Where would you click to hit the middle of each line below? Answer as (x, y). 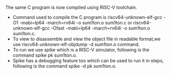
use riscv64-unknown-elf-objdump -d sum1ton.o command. (76, 44)
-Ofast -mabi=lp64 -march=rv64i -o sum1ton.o (100, 28)
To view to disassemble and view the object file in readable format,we (87, 39)
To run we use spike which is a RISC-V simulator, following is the (81, 50)
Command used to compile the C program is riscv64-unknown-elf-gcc (88, 17)
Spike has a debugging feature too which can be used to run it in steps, (88, 60)
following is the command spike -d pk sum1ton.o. (64, 66)
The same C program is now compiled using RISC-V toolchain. (71, 7)
